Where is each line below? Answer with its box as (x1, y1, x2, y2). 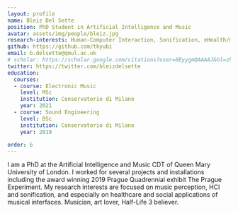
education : (7, 69, 40, 76)
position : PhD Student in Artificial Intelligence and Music (7, 23, 192, 30)
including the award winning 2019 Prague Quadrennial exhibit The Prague (7, 176, 222, 184)
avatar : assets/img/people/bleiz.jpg (7, 30, 119, 37)
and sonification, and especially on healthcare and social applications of (7, 190, 218, 199)
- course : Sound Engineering (13, 109, 100, 116)
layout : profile (7, 10, 55, 18)
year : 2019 (20, 128, 52, 135)
